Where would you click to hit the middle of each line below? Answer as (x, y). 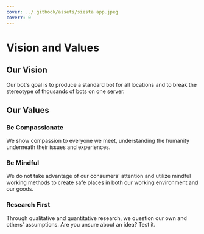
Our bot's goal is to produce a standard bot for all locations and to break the (101, 84)
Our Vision (27, 70)
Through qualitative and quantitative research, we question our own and (97, 218)
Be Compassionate (35, 127)
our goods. (20, 189)
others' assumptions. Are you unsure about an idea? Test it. (81, 224)
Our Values (28, 110)
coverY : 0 (19, 18)
